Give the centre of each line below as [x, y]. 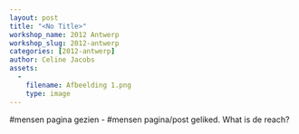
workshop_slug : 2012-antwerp [64, 43]
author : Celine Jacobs [52, 60]
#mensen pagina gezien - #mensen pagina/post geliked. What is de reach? [149, 120]
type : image [48, 93]
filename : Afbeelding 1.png [78, 85]
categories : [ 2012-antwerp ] [63, 52]
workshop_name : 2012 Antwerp [64, 34]
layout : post [34, 18]
